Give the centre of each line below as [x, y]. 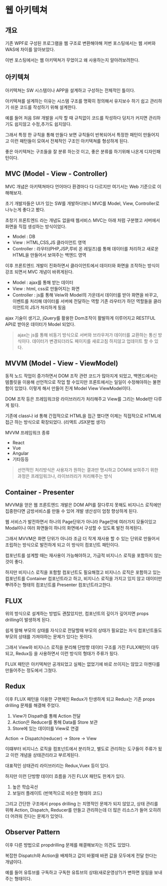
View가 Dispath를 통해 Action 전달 [46, 716]
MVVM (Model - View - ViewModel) [62, 364]
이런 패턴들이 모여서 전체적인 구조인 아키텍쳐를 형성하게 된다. [70, 141]
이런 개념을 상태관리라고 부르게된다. [45, 755]
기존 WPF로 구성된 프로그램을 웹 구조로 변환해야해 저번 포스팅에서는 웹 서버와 [81, 43]
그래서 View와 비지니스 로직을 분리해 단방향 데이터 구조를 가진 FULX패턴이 [78, 647]
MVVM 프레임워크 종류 [27, 433]
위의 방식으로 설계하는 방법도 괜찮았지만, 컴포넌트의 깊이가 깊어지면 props [77, 614]
